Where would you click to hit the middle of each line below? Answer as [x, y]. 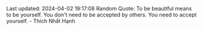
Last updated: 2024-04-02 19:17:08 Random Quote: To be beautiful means [99, 9]
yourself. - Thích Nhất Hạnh [41, 21]
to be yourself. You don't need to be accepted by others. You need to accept [101, 15]
